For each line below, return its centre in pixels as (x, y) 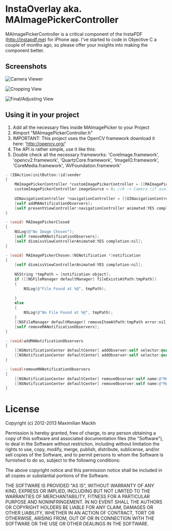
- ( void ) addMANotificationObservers (44, 341)
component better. (25, 50)
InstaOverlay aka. (44, 9)
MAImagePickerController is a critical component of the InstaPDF (74, 34)
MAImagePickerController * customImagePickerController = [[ (80, 184)
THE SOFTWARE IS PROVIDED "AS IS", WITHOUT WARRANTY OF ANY (80, 486)
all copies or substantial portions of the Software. (57, 476)
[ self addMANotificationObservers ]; (54, 203)
